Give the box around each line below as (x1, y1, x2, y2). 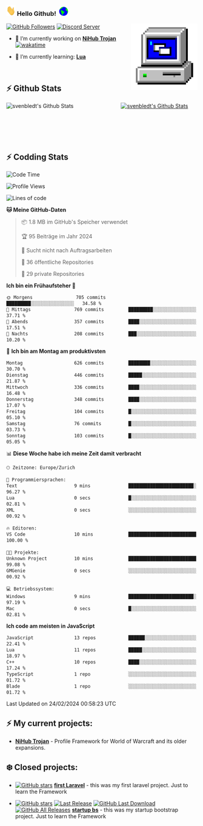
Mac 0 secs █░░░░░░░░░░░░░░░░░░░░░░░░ (6, 605, 197, 611)
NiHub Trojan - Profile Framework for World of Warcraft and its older (15, 737, 187, 745)
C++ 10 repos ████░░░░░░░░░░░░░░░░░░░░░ (6, 659, 197, 665)
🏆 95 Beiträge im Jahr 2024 (21, 232, 93, 240)
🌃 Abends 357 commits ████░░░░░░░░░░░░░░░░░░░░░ (6, 318, 197, 324)
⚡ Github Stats (6, 83, 62, 93)
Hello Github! (16, 9, 56, 18)
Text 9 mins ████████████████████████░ (6, 483, 197, 489)
